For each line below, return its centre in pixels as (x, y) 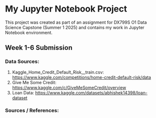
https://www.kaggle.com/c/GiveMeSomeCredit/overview (69, 88)
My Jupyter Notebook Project (66, 9)
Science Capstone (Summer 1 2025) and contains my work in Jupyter (75, 27)
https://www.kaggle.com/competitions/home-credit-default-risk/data (81, 77)
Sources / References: (32, 110)
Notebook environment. (29, 32)
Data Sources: (22, 61)
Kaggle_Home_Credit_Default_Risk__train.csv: (58, 72)
